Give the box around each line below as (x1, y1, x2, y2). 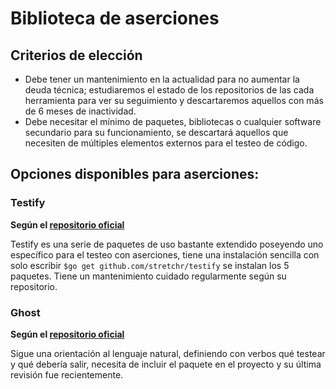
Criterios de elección (10, 47, 143, 64)
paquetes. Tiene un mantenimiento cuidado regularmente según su (10, 270, 287, 282)
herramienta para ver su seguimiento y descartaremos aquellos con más (24, 95, 324, 106)
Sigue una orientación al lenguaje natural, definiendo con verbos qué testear (10, 347, 326, 359)
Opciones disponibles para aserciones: (10, 166, 260, 183)
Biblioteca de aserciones (10, 7, 220, 30)
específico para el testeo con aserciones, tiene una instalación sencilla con (10, 248, 320, 261)
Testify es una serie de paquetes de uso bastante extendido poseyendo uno (10, 238, 324, 250)
